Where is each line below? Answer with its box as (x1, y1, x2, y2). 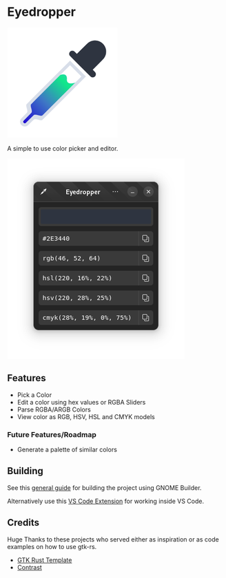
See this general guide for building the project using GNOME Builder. (7, 483, 202, 492)
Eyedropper (7, 4, 76, 20)
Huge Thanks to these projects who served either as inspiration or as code (7, 535, 219, 544)
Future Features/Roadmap (7, 429, 96, 439)
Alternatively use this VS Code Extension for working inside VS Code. (7, 497, 205, 505)
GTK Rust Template (17, 555, 72, 564)
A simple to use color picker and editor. (7, 144, 119, 152)
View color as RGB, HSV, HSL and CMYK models (17, 412, 155, 420)
